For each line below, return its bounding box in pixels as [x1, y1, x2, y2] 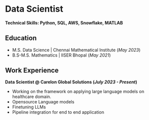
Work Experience [5, 66, 59, 74]
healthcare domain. [12, 94, 51, 100]
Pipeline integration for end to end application [12, 109, 105, 115]
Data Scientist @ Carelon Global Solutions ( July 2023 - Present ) [5, 79, 138, 85]
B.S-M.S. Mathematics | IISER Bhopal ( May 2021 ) [12, 52, 111, 58]
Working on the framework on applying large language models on [12, 89, 145, 95]
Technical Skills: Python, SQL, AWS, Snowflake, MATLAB [5, 20, 123, 25]
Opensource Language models [12, 99, 75, 105]
